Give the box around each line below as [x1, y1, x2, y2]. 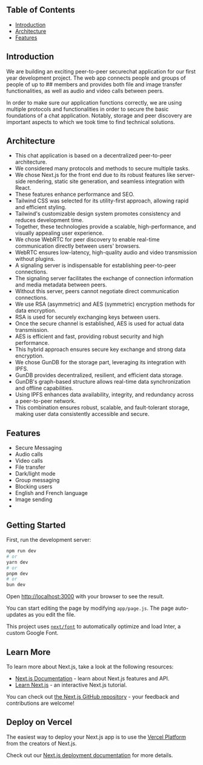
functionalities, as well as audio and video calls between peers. [6, 87, 164, 94]
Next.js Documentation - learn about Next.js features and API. [15, 675, 170, 682]
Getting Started [6, 520, 66, 530]
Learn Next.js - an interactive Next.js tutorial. [15, 681, 127, 688]
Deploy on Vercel [6, 717, 73, 727]
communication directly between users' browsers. [15, 243, 141, 250]
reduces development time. [15, 216, 84, 224]
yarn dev [6, 559, 28, 565]
